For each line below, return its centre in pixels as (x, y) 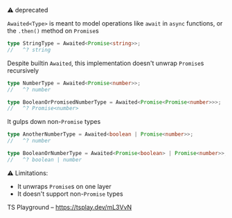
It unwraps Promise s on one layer (64, 186)
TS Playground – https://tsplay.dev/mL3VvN (70, 207)
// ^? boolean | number (44, 160)
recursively (23, 70)
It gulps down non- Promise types (54, 122)
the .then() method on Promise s (53, 31)
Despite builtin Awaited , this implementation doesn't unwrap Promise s (106, 63)
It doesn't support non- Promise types (70, 194)
